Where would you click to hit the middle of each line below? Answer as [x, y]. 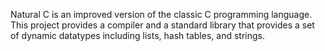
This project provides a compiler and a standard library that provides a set [162, 25]
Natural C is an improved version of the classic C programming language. [161, 14]
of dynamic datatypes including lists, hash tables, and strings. [137, 35]
